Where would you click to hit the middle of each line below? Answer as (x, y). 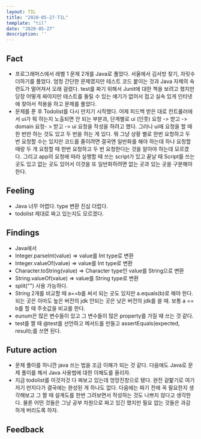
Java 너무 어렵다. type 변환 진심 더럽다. (61, 206)
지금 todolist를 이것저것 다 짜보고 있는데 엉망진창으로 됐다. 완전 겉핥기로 (99, 380)
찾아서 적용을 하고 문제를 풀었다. (59, 103)
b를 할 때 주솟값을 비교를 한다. (50, 308)
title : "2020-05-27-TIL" (37, 17)
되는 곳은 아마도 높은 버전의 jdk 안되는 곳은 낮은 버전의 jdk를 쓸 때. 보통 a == (104, 301)
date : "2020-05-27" (31, 29)
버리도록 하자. (42, 410)
